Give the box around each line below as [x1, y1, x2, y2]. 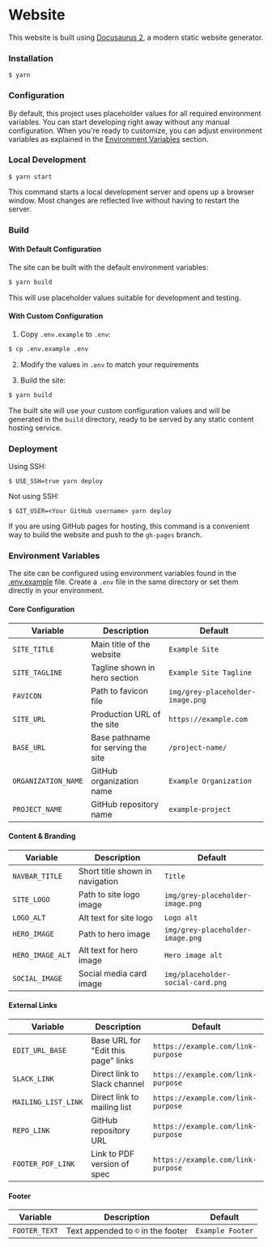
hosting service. [8, 423, 62, 433]
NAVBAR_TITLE [12, 871, 63, 881]
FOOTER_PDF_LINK [12, 1159, 75, 1168]
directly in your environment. [8, 586, 104, 596]
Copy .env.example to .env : [19, 330, 111, 340]
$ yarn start [8, 173, 53, 181]
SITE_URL [12, 715, 46, 724]
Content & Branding [8, 831, 76, 841]
